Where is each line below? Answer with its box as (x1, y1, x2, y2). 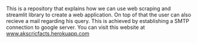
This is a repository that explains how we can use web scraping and (6, 5, 171, 12)
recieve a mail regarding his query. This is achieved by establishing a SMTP (6, 18, 190, 24)
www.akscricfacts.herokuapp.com (6, 30, 90, 37)
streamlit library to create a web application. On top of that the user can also (6, 11, 192, 18)
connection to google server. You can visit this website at (6, 24, 146, 31)
